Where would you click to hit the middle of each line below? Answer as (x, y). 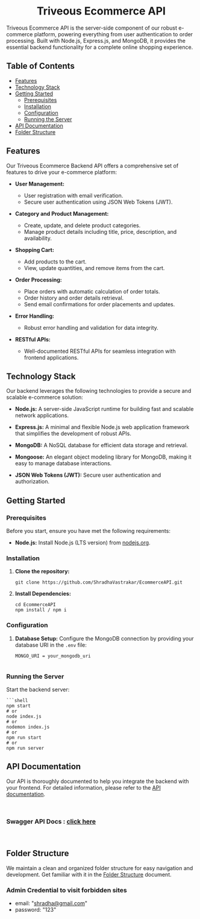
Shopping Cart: (34, 250)
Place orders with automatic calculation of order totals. (92, 291)
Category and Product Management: (62, 213)
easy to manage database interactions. (63, 463)
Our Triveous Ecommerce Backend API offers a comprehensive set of (92, 166)
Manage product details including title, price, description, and (100, 231)
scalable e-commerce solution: (45, 398)
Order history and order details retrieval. (74, 298)
